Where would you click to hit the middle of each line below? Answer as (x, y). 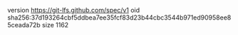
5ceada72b (24, 25)
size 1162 (55, 25)
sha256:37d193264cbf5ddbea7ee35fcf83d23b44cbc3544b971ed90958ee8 (119, 17)
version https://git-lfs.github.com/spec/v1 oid (74, 10)
